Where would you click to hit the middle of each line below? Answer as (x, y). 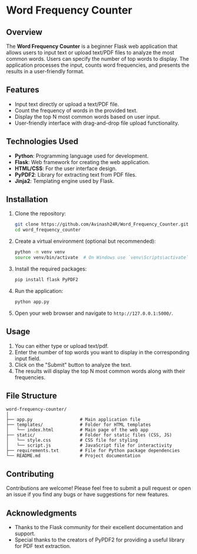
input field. (28, 359)
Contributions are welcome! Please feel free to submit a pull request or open (98, 488)
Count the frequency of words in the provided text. (76, 110)
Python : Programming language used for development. (81, 156)
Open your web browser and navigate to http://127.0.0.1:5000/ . (94, 313)
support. (25, 533)
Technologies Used (42, 141)
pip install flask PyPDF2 (46, 279)
